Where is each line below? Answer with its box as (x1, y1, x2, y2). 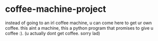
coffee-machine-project (5, 3, 106, 15)
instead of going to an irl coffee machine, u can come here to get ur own (5, 20, 152, 26)
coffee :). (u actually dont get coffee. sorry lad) (5, 30, 100, 36)
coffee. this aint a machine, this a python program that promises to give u (5, 25, 154, 31)
